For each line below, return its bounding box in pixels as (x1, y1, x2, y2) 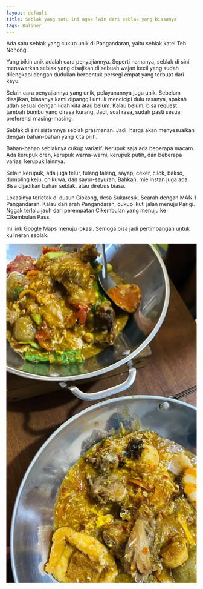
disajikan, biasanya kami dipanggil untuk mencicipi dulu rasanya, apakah (6, 96, 187, 103)
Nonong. (6, 46, 28, 54)
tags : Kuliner (6, 22, 42, 28)
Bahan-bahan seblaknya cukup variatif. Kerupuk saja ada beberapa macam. (6, 145, 195, 152)
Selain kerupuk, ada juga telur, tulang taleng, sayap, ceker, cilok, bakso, (6, 170, 184, 177)
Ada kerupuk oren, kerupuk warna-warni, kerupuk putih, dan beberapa (6, 151, 182, 159)
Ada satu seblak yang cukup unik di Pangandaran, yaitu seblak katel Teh (6, 40, 187, 47)
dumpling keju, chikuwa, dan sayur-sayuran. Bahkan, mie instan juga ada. (6, 176, 189, 183)
